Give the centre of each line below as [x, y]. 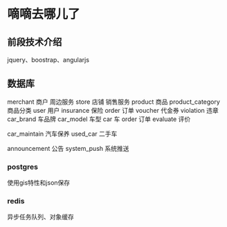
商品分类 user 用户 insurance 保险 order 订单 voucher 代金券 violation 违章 [113, 110]
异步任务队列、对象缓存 [40, 217]
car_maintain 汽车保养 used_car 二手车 [62, 134]
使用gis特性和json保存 [39, 183]
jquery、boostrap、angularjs [48, 60]
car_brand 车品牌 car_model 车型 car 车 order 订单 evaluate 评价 [99, 119]
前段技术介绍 [35, 42]
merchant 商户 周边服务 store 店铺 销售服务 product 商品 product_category [113, 102]
